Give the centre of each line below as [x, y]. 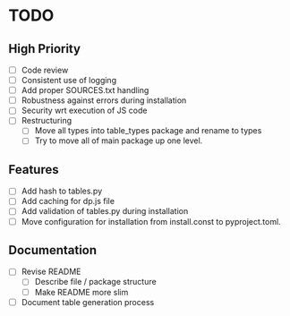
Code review [45, 70]
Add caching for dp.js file [68, 201]
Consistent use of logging [69, 81]
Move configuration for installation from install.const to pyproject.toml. [151, 221]
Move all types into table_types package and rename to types [148, 131]
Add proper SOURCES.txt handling [85, 90]
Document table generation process [88, 302]
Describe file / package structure [96, 282]
